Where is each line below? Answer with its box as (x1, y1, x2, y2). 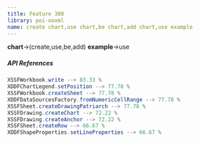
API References (7, 58, 54, 67)
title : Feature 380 (7, 10, 65, 18)
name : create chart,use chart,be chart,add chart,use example (7, 23, 193, 30)
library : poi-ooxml (7, 17, 65, 24)
